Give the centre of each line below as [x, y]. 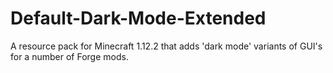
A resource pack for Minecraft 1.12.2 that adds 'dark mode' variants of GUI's [166, 46]
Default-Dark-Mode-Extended [138, 18]
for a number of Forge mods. [69, 56]
